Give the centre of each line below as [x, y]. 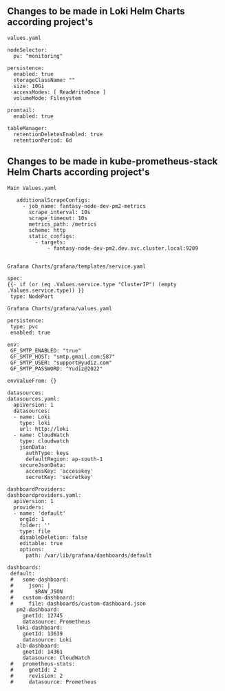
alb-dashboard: [38, 646]
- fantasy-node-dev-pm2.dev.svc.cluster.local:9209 [122, 248]
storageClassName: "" [44, 80]
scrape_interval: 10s [60, 212]
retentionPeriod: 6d [43, 140]
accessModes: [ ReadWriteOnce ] [60, 92]
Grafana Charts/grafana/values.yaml [60, 308]
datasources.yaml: [33, 398]
